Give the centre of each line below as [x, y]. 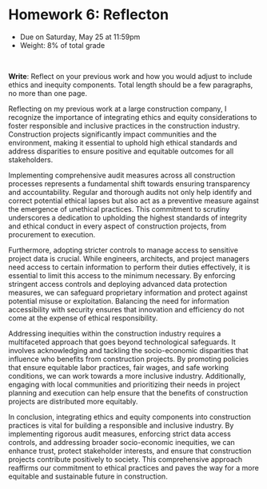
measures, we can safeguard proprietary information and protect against [128, 292]
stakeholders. [31, 159]
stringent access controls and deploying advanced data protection [118, 284]
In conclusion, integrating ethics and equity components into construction [130, 416]
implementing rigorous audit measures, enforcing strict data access [120, 434]
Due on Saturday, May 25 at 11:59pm [80, 37]
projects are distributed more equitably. [73, 401]
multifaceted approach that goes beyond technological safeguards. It [122, 342]
